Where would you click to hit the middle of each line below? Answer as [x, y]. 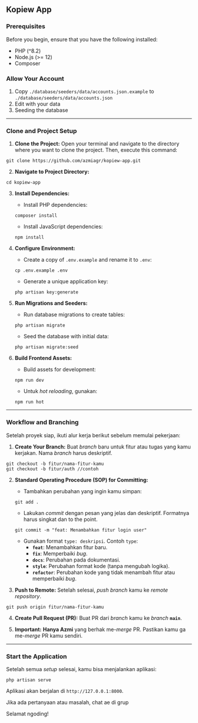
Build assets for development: [60, 369]
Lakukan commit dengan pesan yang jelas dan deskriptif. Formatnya [106, 513]
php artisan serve [29, 680]
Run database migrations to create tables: [74, 315]
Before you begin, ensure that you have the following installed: [82, 39]
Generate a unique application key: [66, 282]
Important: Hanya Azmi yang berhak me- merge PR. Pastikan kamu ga [100, 629]
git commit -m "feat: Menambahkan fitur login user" [81, 530]
